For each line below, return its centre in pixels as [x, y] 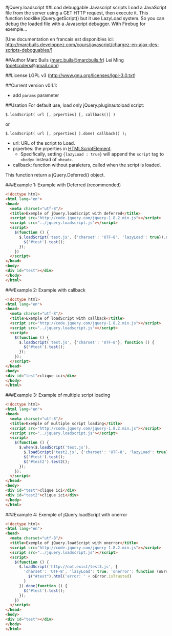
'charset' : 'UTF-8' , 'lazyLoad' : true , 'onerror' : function [89, 572]
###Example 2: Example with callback [46, 290]
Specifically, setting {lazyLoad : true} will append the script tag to [92, 154]
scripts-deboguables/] [29, 50]
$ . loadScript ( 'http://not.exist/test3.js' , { [68, 567]
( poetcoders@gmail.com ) [32, 65]
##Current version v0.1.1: [31, 85]
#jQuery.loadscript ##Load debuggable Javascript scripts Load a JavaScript [86, 7]
